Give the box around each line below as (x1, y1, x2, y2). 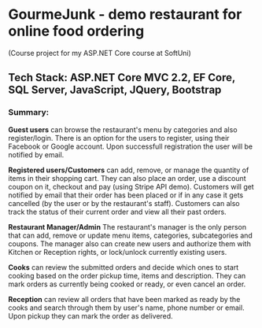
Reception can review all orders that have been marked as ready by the (8, 294, 241, 304)
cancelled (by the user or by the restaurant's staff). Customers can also (8, 198, 240, 208)
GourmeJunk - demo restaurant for (8, 6, 242, 24)
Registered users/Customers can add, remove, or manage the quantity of (8, 165, 249, 175)
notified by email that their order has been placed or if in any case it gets (8, 190, 244, 200)
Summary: (8, 107, 50, 118)
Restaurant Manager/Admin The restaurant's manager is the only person (8, 222, 246, 231)
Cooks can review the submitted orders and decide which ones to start (8, 262, 239, 272)
